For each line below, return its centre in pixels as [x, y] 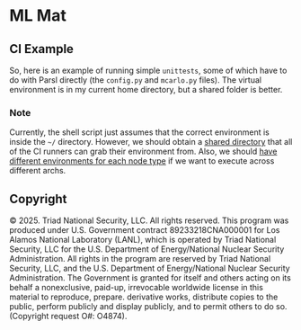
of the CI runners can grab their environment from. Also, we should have [143, 152]
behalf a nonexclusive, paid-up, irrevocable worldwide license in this [136, 288]
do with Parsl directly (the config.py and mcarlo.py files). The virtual [136, 80]
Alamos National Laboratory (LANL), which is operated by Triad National [143, 240]
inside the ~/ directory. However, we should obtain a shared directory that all [151, 142]
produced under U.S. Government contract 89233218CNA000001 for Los [145, 230]
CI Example [42, 49]
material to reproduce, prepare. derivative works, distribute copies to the [144, 297]
